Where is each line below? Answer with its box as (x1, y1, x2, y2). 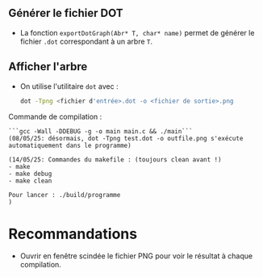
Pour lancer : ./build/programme (8, 191, 121, 199)
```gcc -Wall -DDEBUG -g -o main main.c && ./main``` (8, 127, 194, 136)
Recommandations (8, 225, 138, 243)
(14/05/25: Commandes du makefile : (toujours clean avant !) (8, 155, 222, 164)
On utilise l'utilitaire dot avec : (19, 81, 119, 91)
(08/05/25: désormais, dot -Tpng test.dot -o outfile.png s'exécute (8, 134, 244, 142)
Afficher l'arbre (8, 60, 88, 73)
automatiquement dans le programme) (8, 141, 131, 149)
